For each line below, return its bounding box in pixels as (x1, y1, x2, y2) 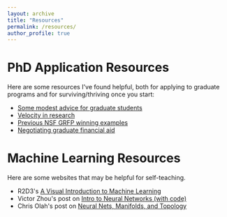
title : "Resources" (7, 17, 64, 24)
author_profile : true (7, 29, 71, 37)
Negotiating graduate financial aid (17, 126, 115, 135)
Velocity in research (17, 111, 75, 119)
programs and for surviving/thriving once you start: (7, 90, 155, 98)
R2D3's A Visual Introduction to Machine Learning (17, 187, 162, 195)
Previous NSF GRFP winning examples (17, 119, 128, 127)
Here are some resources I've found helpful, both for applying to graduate (7, 83, 220, 91)
